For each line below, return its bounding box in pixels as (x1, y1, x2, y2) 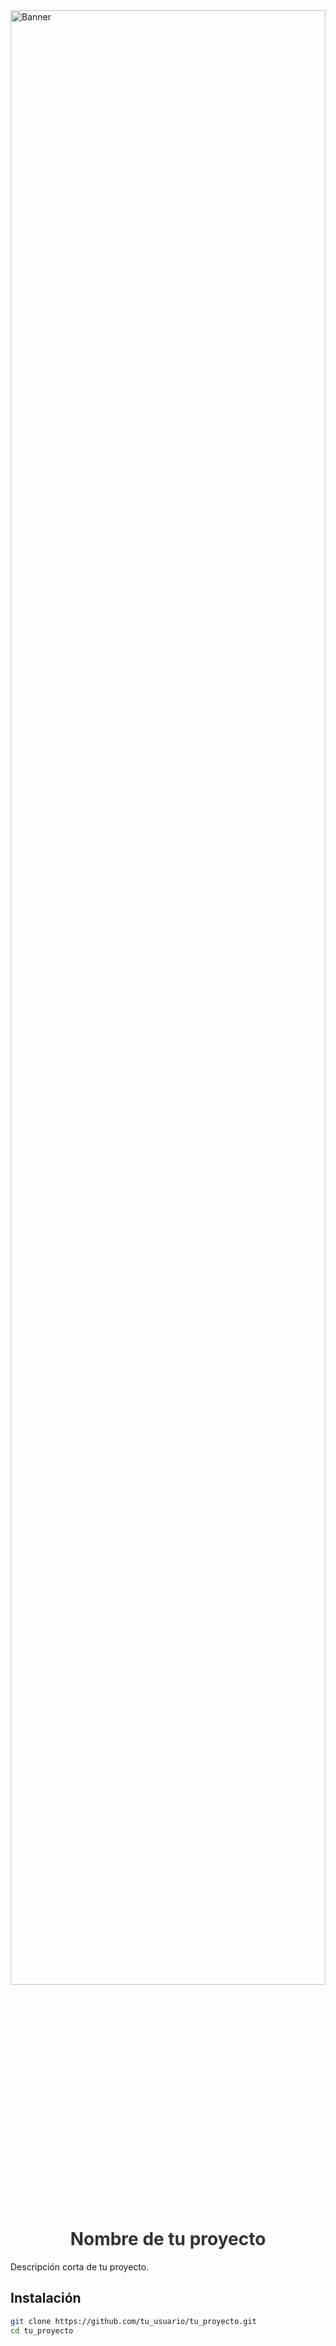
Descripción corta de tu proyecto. (10, 2260, 150, 2273)
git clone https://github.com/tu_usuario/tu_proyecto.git (10, 2316, 257, 2326)
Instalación (10, 2290, 82, 2307)
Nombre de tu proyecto (69, 2228, 267, 2251)
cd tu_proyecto (10, 2325, 74, 2336)
